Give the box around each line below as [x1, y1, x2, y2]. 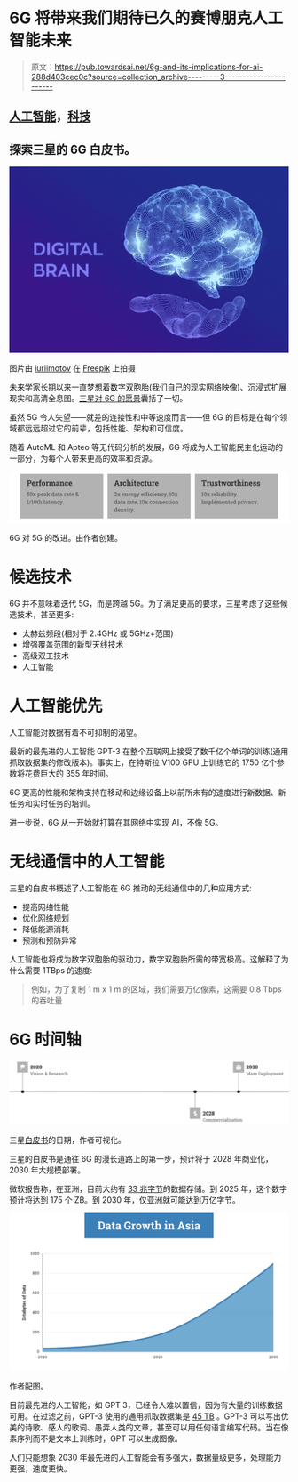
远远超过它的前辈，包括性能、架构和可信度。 [24, 423, 188, 434]
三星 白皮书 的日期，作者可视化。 [9, 1135, 126, 1146]
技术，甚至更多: [16, 608, 74, 619]
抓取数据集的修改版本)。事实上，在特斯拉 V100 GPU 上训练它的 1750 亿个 [9, 757, 278, 768]
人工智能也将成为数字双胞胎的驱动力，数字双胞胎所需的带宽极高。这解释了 [9, 954, 281, 964]
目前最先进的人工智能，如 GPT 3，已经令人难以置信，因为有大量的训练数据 [9, 1399, 283, 1410]
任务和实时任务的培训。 [9, 798, 95, 809]
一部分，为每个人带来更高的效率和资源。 [9, 453, 157, 463]
